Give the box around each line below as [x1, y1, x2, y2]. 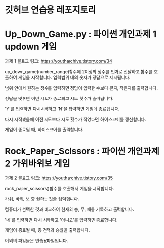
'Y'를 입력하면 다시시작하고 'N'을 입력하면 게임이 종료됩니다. [5, 106, 120, 112]
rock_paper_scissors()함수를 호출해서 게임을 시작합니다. [5, 186, 114, 192]
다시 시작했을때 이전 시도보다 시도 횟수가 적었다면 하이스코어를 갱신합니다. [5, 116, 146, 123]
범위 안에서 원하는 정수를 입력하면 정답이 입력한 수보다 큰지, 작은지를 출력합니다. [5, 85, 158, 91]
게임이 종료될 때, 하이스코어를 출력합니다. [5, 127, 84, 133]
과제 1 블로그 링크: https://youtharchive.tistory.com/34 [5, 58, 113, 64]
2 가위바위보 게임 [5, 158, 70, 169]
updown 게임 [5, 41, 57, 52]
